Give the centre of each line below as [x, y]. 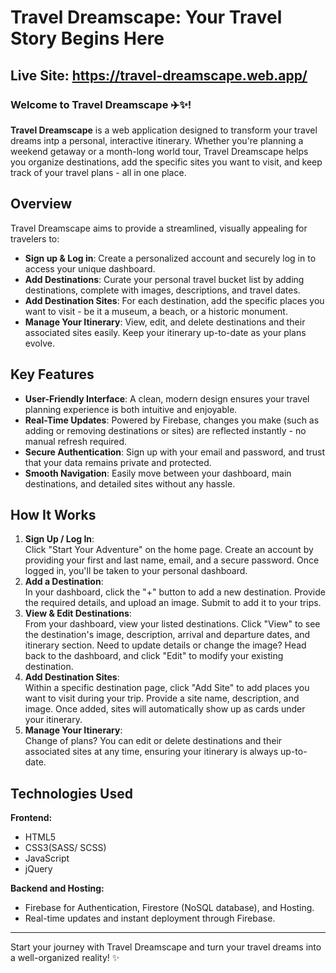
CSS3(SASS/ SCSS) [65, 848]
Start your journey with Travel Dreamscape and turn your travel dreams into [166, 947]
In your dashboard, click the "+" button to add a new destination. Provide [175, 592]
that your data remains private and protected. [118, 462]
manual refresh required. [76, 441]
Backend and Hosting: [57, 888]
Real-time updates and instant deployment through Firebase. [150, 918]
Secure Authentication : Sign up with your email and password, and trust [174, 452]
